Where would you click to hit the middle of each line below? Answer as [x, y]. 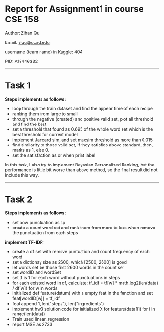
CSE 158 [22, 19]
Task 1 [18, 86]
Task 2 [19, 199]
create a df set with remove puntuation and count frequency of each [81, 251]
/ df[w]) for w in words [35, 288]
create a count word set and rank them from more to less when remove [84, 228]
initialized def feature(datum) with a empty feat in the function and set [82, 293]
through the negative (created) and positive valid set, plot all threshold [83, 119]
